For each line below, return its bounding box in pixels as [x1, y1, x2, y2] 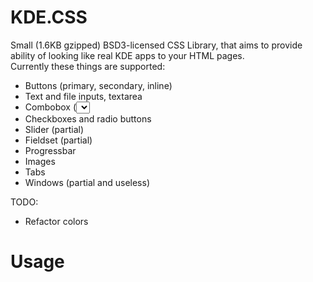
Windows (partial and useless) [24, 176, 150, 188]
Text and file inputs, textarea [24, 90, 143, 102]
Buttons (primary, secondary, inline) [24, 79, 173, 91]
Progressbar [24, 144, 77, 156]
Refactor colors [24, 215, 89, 227]
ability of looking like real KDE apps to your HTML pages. [10, 49, 245, 61]
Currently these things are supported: [10, 60, 166, 72]
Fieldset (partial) [24, 134, 93, 146]
